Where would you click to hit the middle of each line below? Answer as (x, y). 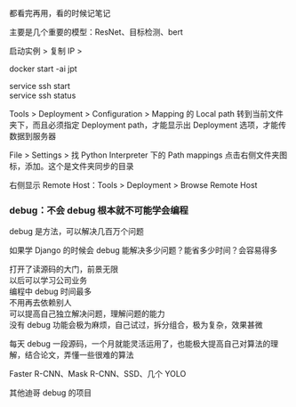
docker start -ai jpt (43, 69)
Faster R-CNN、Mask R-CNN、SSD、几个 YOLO (98, 374)
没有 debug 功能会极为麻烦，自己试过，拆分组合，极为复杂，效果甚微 (136, 325)
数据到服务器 (32, 136)
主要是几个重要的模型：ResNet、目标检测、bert (96, 32)
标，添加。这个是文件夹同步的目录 (72, 166)
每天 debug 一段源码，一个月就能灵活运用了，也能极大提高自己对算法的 (140, 344)
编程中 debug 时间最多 (51, 291)
